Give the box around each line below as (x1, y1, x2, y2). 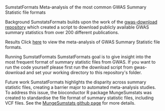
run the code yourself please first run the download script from (5, 64, 133, 70)
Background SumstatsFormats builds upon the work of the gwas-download (5, 19, 158, 25)
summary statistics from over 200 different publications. (5, 30, 119, 35)
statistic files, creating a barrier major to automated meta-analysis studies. (5, 84, 156, 90)
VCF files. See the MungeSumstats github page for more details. (5, 100, 135, 106)
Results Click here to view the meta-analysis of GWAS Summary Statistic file (5, 39, 160, 45)
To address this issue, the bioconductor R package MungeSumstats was (5, 90, 152, 95)
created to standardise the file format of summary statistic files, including (5, 95, 154, 101)
